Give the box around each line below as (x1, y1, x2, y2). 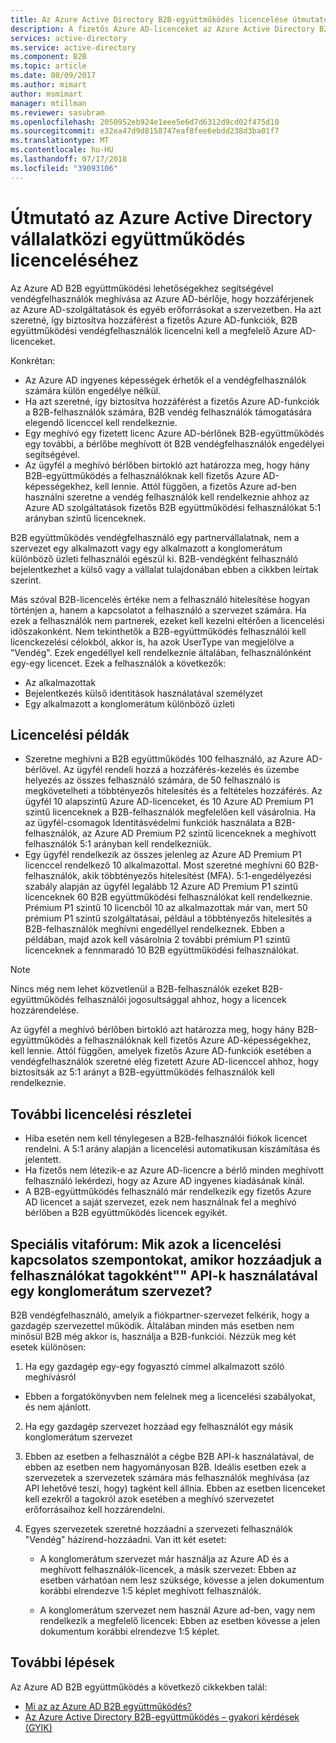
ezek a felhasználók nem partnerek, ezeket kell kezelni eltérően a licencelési (10, 614, 325, 626)
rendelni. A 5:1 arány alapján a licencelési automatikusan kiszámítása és (24, 1143, 321, 1155)
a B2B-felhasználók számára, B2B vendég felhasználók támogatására (24, 406, 312, 418)
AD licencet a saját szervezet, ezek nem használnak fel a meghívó (24, 1196, 297, 1208)
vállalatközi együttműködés (10, 227, 246, 250)
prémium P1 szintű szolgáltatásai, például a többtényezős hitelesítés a (24, 912, 313, 925)
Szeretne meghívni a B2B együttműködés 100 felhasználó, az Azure (24, 753, 304, 765)
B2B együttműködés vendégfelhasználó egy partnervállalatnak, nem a (10, 531, 300, 543)
